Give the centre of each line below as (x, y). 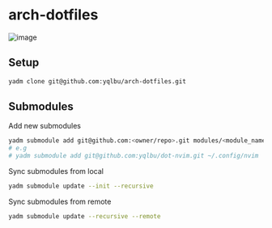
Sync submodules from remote (60, 201)
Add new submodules (45, 126)
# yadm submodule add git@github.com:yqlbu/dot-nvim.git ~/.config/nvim (134, 156)
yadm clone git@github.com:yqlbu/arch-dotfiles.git (97, 81)
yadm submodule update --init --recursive (81, 186)
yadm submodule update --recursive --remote (85, 216)
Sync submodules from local (56, 171)
